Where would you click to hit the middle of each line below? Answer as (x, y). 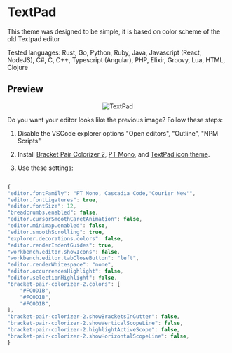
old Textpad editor (34, 38)
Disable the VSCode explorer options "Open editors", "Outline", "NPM (118, 133)
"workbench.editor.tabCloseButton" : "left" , (73, 258)
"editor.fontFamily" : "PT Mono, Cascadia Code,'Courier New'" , (102, 193)
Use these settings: (45, 168)
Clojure (18, 67)
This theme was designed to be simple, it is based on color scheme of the (114, 31)
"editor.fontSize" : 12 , (42, 206)
